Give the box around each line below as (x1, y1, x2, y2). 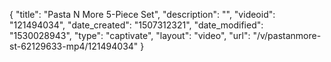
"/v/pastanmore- (252, 30, 322, 41)
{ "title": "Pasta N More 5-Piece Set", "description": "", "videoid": (9, 9, 276, 20)
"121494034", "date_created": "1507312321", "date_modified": (9, 19, 264, 31)
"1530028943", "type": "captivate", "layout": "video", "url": (9, 30, 251, 41)
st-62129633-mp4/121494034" (9, 40, 139, 52)
